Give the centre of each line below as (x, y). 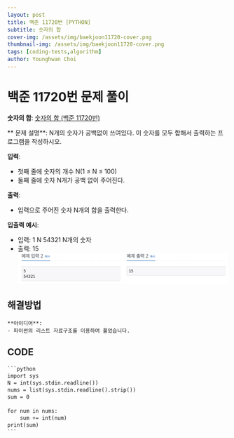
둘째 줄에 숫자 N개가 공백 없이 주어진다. (71, 180)
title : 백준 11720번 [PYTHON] (49, 22)
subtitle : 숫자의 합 (34, 29)
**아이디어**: (25, 323)
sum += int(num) (44, 418)
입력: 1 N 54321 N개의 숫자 (54, 239)
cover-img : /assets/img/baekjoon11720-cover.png (80, 37)
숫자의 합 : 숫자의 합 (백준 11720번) (54, 118)
